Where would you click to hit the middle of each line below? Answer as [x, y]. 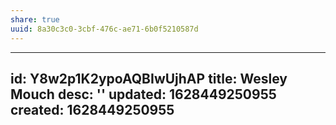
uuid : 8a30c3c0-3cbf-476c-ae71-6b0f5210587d [104, 29]
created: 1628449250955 [92, 109]
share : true [35, 19]
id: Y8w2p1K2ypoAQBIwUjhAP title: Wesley [149, 78]
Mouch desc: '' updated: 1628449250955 [143, 94]
